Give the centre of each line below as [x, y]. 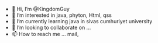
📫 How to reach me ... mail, [45, 34]
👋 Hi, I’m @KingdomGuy [41, 9]
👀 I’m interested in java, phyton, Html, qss [62, 15]
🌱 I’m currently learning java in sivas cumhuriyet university [82, 21]
